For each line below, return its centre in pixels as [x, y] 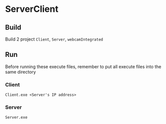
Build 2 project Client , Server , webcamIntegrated [54, 39]
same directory [21, 72]
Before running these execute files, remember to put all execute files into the [83, 66]
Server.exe [16, 118]
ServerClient [32, 9]
